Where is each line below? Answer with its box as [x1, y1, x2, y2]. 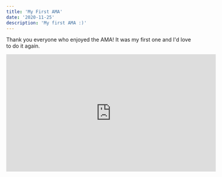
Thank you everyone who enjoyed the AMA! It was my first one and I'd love [6, 36, 191, 44]
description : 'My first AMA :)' [6, 20, 87, 26]
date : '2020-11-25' [6, 14, 55, 20]
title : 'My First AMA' [6, 8, 63, 15]
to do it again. [6, 42, 40, 49]
